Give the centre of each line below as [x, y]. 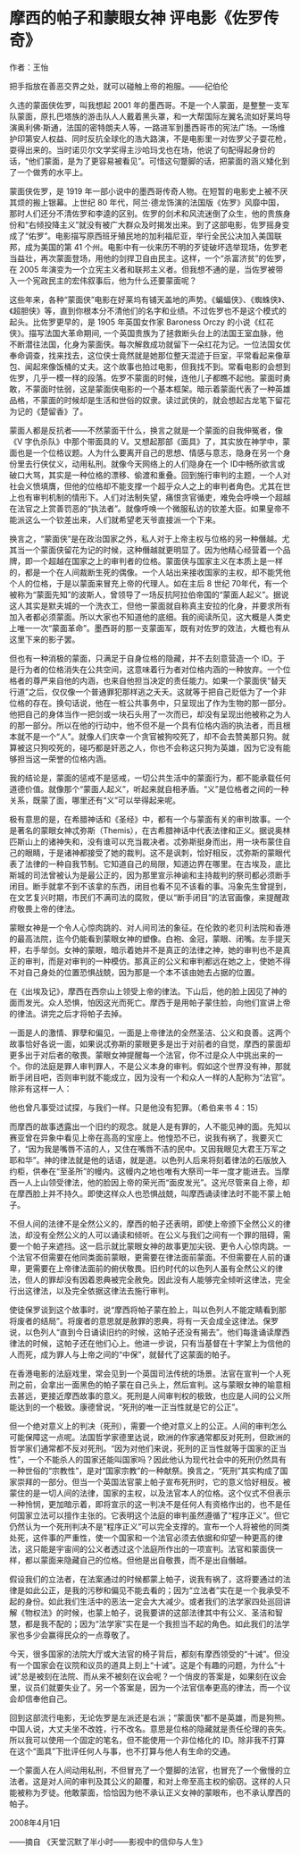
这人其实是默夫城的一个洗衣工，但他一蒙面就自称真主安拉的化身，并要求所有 [150, 605]
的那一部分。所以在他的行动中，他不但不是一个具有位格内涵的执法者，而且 [146, 725]
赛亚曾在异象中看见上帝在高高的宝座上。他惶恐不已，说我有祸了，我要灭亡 [146, 1137]
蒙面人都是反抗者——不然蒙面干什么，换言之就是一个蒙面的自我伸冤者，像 [146, 430]
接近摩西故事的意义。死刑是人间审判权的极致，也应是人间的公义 [165, 1395]
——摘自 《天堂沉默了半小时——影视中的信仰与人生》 [108, 1842]
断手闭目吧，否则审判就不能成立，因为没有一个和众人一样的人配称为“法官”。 [150, 1077]
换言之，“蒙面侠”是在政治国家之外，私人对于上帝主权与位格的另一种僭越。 [146, 538]
